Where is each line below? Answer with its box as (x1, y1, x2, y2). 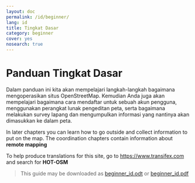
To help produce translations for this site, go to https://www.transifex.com (6, 152, 184, 159)
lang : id (6, 19, 28, 25)
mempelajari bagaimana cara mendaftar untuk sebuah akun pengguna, (6, 98, 177, 106)
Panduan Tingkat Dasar (6, 67, 123, 80)
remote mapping (6, 141, 47, 148)
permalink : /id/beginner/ (6, 14, 69, 20)
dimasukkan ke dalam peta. (6, 117, 72, 124)
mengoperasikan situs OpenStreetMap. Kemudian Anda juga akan (6, 92, 165, 99)
